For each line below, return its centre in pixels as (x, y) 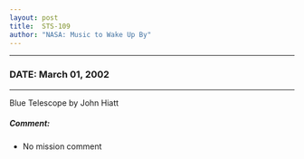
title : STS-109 (40, 26)
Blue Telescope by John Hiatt (64, 103)
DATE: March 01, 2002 (60, 75)
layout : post (34, 18)
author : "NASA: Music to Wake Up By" (81, 34)
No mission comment (62, 146)
